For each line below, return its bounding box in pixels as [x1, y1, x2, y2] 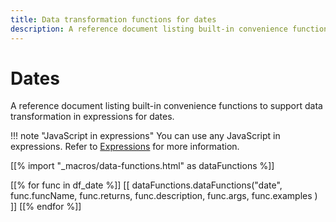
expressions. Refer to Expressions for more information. [10, 141, 240, 153]
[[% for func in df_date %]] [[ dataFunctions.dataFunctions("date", [10, 179, 283, 191]
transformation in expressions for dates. [10, 111, 175, 123]
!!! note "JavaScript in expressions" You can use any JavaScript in [10, 130, 281, 142]
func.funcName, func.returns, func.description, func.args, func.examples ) [10, 190, 318, 202]
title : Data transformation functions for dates [10, 14, 217, 25]
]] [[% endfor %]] [10, 201, 82, 213]
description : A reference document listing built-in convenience [10, 24, 288, 34]
